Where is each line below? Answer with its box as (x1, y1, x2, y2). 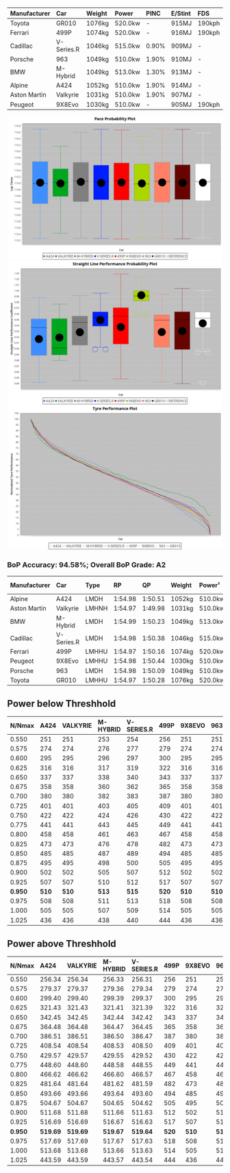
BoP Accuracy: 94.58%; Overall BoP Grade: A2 (7, 559, 166, 569)
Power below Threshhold (7, 698, 116, 709)
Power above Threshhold (7, 937, 116, 949)
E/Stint (170, 9, 192, 17)
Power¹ (199, 581, 220, 590)
